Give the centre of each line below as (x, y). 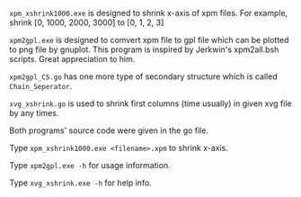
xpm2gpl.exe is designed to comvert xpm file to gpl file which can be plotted (149, 40)
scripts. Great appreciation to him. (72, 59)
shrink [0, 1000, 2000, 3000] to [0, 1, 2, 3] (87, 22)
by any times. (34, 113)
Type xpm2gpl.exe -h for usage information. (90, 165)
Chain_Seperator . (41, 86)
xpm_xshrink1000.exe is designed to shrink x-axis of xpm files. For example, (149, 13)
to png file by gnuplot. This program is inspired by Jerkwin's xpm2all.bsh (144, 49)
